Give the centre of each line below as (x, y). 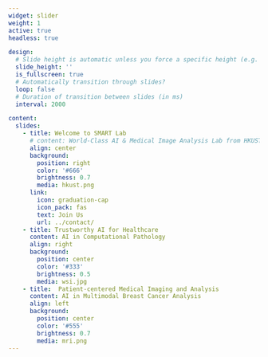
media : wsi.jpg (62, 281)
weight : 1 (25, 23)
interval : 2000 (41, 104)
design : (21, 53)
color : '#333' (60, 267)
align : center (53, 148)
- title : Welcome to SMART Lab (75, 133)
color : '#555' (60, 326)
